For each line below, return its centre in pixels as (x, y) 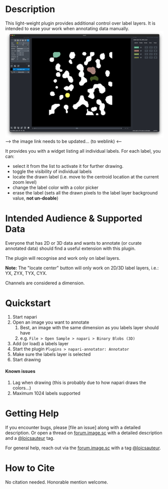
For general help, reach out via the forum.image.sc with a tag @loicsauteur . (83, 448)
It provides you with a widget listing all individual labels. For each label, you (83, 151)
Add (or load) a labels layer (40, 344)
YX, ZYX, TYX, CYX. (26, 273)
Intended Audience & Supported (74, 218)
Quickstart (28, 303)
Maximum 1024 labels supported (46, 393)
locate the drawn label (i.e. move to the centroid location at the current (86, 176)
